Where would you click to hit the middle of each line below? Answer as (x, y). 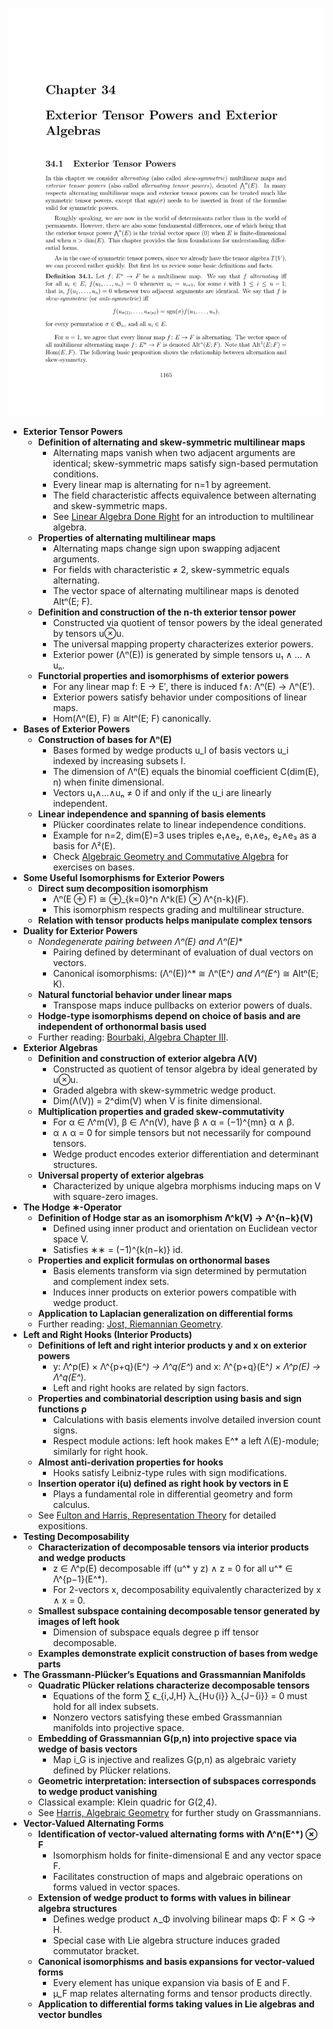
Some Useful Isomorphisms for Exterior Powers (123, 878)
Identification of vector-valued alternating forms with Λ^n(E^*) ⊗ (177, 1834)
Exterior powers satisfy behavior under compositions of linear (180, 697)
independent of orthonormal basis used (122, 1027)
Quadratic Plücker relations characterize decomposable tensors (173, 1685)
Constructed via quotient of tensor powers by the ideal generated (187, 623)
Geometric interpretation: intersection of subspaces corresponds (177, 1781)
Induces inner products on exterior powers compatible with (174, 1292)
